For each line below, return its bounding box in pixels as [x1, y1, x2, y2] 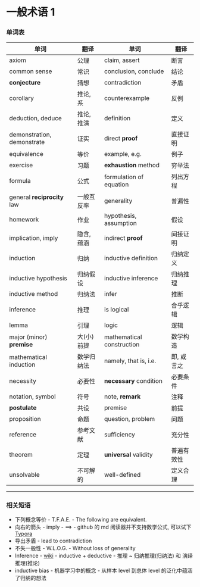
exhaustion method [104, 161, 160, 170]
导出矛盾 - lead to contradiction [14, 537, 92, 544]
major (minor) [9, 333, 48, 341]
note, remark [104, 392, 141, 401]
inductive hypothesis [9, 274, 67, 283]
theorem [9, 451, 33, 459]
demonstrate [9, 138, 45, 146]
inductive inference [104, 274, 158, 283]
